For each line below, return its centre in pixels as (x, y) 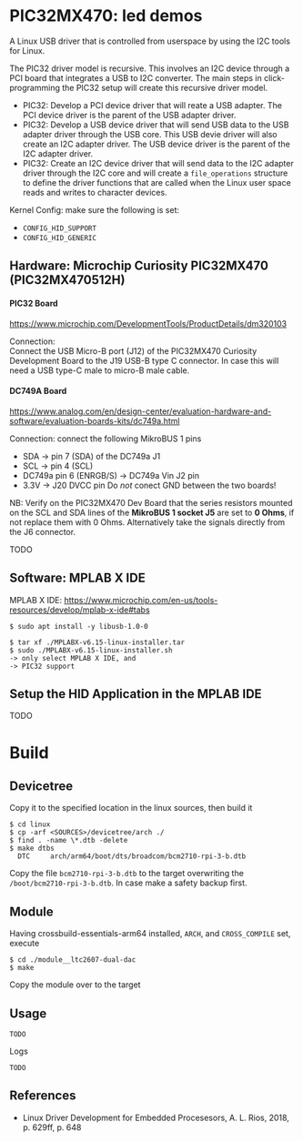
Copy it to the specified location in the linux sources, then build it (131, 808)
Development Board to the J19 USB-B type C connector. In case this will (144, 360)
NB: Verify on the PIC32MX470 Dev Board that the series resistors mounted (151, 502)
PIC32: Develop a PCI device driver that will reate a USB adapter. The (152, 105)
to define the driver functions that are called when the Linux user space (157, 182)
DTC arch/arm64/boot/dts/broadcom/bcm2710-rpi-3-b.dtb (132, 856)
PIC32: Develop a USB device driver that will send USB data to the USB (156, 125)
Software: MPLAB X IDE (77, 578)
